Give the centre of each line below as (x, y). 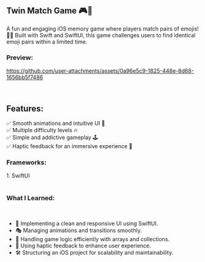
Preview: (20, 58)
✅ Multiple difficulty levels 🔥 (42, 130)
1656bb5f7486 (25, 77)
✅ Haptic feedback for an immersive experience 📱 (69, 146)
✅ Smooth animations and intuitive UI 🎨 (56, 123)
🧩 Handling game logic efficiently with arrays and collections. (92, 239)
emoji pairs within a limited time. (47, 42)
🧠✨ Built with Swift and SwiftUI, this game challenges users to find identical (101, 35)
